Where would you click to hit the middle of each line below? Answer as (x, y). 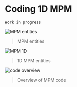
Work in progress (23, 22)
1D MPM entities (34, 60)
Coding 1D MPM (39, 9)
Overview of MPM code (42, 80)
